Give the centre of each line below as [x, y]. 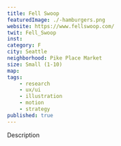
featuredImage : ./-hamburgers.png [56, 20]
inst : [15, 39]
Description [23, 135]
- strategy [35, 109]
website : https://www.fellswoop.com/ [61, 26]
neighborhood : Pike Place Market [55, 58]
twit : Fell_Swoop [32, 33]
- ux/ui [30, 90]
